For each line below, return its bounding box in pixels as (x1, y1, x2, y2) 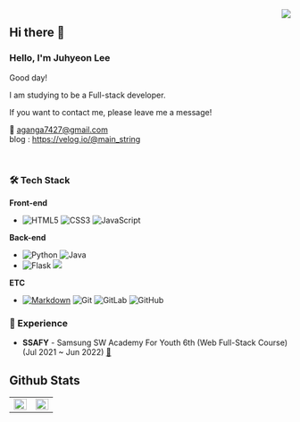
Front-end (9, 197, 47, 208)
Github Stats (9, 373, 80, 388)
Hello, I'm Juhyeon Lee (9, 52, 111, 64)
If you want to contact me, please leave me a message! (9, 106, 212, 117)
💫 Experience (9, 316, 69, 329)
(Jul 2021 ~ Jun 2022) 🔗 (21, 347, 112, 358)
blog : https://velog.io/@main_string (9, 133, 141, 144)
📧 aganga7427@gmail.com (9, 124, 109, 135)
